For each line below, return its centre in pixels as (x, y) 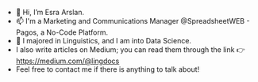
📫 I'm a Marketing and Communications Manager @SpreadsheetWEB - (133, 21)
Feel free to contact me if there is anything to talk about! (108, 69)
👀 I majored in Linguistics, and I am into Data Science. (104, 41)
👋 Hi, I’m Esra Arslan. (50, 12)
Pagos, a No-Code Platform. (62, 32)
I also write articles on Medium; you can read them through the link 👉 (130, 50)
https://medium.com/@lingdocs (67, 61)
